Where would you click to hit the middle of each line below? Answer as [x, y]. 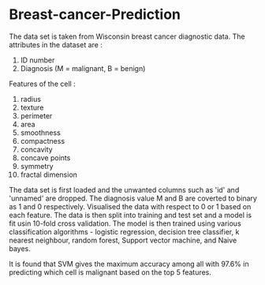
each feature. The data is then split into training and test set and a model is [131, 215]
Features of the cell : [42, 84]
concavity [37, 149]
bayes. [20, 248]
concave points [45, 157]
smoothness [41, 133]
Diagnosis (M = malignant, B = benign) [83, 68]
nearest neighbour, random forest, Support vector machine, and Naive [123, 240]
